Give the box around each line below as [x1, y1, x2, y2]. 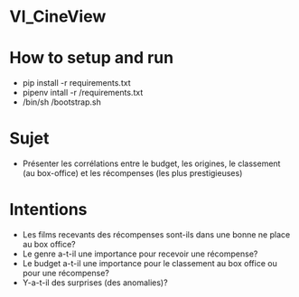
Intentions [9, 200, 88, 220]
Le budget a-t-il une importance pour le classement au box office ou [22, 258, 277, 268]
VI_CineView [9, 6, 107, 27]
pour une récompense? [22, 268, 110, 278]
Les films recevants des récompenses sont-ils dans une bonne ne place [22, 229, 291, 240]
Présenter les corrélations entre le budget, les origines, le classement [22, 158, 281, 169]
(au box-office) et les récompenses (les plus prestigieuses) [22, 168, 243, 179]
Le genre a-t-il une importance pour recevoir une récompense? [22, 248, 258, 259]
